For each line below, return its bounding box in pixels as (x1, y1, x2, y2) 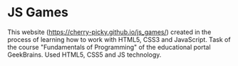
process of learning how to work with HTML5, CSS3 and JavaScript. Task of (7, 35, 231, 43)
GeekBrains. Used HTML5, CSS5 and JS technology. (7, 50, 162, 59)
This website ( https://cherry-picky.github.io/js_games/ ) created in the (7, 28, 212, 36)
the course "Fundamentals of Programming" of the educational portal (7, 43, 212, 51)
